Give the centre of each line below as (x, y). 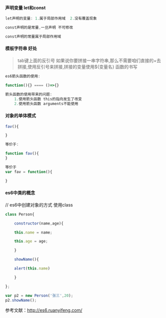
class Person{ (20, 214)
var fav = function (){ (29, 172)
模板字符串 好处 (21, 48)
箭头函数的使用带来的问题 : (29, 94)
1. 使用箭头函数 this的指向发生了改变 (48, 99)
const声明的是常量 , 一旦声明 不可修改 (39, 27)
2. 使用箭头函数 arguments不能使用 (46, 103)
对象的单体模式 (20, 115)
